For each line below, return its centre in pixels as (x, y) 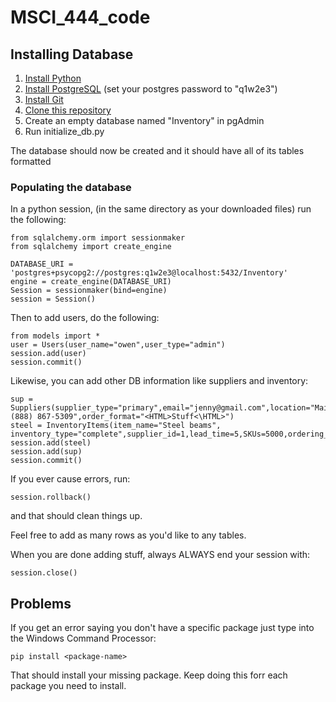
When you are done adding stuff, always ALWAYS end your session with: (160, 555)
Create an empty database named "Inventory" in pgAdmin (144, 120)
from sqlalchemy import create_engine (91, 247)
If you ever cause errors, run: (70, 479)
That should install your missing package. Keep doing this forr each (149, 675)
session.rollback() (51, 497)
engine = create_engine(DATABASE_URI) (91, 282)
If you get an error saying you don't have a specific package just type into (162, 628)
